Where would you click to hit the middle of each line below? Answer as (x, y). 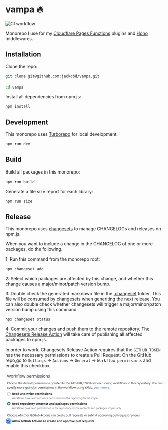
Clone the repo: (21, 66)
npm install (18, 107)
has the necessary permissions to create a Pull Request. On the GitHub (78, 355)
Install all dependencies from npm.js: (43, 97)
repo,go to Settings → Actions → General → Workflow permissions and (78, 360)
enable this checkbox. (28, 366)
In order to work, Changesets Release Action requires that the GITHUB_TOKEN (83, 350)
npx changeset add (24, 269)
